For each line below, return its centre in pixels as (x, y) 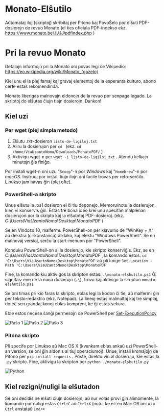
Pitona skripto (22, 335)
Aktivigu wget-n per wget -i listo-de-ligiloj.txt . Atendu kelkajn (80, 157)
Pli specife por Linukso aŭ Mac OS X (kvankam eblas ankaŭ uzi (69, 346)
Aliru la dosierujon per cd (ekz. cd (47, 146)
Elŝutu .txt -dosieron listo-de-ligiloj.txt (55, 141)
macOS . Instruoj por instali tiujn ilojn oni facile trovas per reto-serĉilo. (75, 176)
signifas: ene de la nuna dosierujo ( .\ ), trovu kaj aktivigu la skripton (73, 279)
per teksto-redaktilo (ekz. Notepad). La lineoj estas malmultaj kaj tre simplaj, (82, 298)
